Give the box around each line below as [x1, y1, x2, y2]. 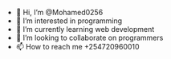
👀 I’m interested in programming [15, 16, 123, 26]
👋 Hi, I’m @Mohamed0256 [15, 8, 104, 17]
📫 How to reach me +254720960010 [15, 42, 140, 51]
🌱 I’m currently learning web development [15, 25, 155, 33]
